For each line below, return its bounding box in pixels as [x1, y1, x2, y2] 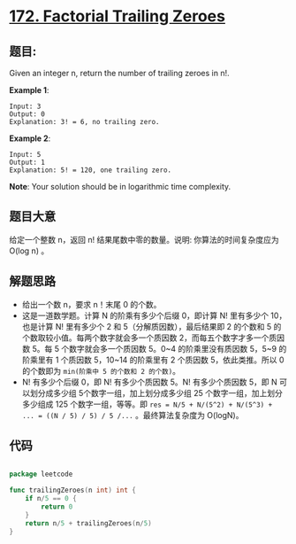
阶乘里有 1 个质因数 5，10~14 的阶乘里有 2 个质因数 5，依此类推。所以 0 [21, 354, 285, 365]
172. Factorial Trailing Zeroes [9, 6, 225, 27]
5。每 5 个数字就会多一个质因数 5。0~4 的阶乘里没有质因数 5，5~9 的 [32, 343, 287, 354]
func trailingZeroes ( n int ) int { [9, 486, 137, 495]
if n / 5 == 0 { [25, 494, 77, 503]
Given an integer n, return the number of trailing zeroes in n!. [9, 68, 230, 78]
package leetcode [9, 470, 73, 479]
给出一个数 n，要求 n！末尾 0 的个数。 [21, 299, 162, 309]
